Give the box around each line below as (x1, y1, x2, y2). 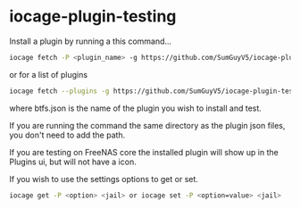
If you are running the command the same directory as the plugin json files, (9, 120, 286, 130)
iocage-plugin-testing (9, 6, 177, 27)
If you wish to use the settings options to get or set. (9, 173, 199, 184)
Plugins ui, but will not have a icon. (9, 156, 137, 167)
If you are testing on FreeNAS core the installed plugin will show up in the (9, 146, 279, 157)
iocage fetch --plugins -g (9, 87, 110, 96)
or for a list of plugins (9, 69, 87, 79)
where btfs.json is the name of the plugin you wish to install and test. (9, 103, 262, 113)
